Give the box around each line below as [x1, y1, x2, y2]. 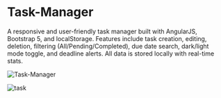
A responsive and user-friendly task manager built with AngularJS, [7, 27, 198, 35]
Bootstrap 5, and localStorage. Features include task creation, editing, [7, 34, 207, 42]
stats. [7, 56, 23, 65]
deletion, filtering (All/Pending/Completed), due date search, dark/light [7, 42, 209, 50]
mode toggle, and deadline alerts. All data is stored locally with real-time [7, 49, 215, 58]
